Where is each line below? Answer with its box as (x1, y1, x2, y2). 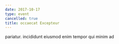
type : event (5, 12, 29, 16)
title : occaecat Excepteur (5, 20, 60, 26)
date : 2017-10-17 (5, 7, 40, 12)
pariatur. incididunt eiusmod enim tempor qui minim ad (5, 34, 114, 40)
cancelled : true (5, 16, 38, 21)
